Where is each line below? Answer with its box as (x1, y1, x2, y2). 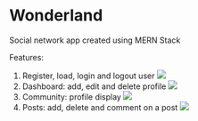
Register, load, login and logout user (21, 70, 155, 81)
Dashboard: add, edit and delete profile (21, 81, 167, 92)
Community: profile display (21, 91, 122, 102)
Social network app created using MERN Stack (9, 35, 181, 45)
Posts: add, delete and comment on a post (21, 101, 178, 112)
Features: (9, 52, 45, 62)
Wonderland (9, 5, 103, 26)
